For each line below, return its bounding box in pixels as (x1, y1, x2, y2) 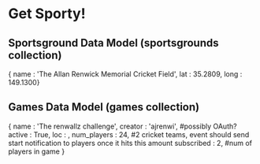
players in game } (8, 147, 65, 156)
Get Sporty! (8, 5, 86, 23)
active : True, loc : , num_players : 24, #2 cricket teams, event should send (8, 129, 250, 139)
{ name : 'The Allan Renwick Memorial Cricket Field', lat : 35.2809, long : (8, 69, 243, 79)
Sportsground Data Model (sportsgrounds (8, 36, 219, 50)
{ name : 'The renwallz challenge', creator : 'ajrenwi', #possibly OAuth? (8, 121, 238, 131)
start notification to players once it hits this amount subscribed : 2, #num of (8, 138, 253, 147)
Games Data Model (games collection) (8, 100, 199, 114)
